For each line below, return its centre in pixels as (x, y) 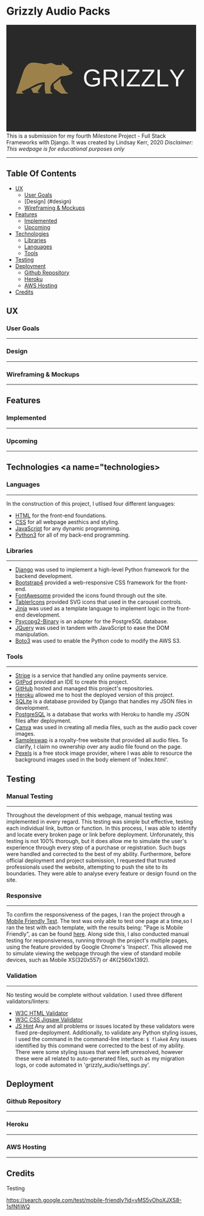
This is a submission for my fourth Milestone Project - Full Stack (86, 136)
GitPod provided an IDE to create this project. (72, 682)
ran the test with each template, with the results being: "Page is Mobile (95, 928)
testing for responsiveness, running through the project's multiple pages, (97, 941)
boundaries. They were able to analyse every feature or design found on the (101, 873)
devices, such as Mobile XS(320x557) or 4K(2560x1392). (78, 960)
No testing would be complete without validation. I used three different (94, 995)
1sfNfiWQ (18, 1206)
